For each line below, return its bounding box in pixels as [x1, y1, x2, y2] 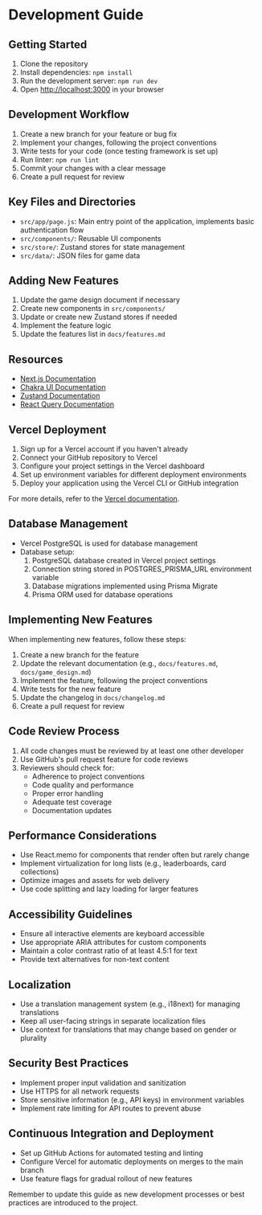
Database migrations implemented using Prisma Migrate [31, 581, 219, 591]
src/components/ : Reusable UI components [19, 233, 162, 243]
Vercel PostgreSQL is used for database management [19, 538, 199, 548]
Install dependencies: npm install [19, 67, 133, 77]
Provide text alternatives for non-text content [19, 955, 170, 964]
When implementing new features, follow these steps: [8, 634, 186, 644]
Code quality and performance [31, 779, 134, 789]
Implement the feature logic [19, 321, 112, 330]
